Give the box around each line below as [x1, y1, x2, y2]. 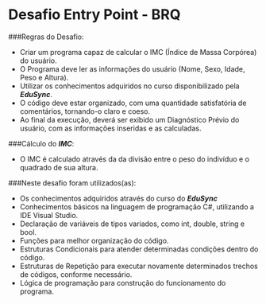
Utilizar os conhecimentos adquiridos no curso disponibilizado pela [19, 81, 240, 91]
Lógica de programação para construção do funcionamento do [19, 278, 226, 287]
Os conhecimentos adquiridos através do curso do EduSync [19, 193, 218, 203]
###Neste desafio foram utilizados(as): [8, 177, 137, 188]
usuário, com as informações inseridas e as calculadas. [19, 123, 202, 133]
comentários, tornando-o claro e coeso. [19, 106, 151, 116]
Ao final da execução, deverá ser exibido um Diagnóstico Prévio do [19, 115, 240, 124]
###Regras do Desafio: [8, 32, 85, 41]
